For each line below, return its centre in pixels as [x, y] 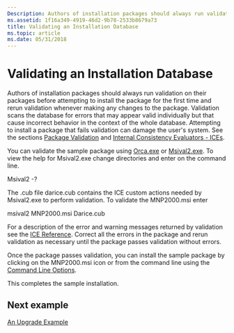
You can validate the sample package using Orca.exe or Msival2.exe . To [110, 151]
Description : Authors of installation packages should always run [106, 14]
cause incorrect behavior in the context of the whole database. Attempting [114, 123]
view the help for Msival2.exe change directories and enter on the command [117, 159]
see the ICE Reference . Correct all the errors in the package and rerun [108, 234]
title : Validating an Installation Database [73, 26]
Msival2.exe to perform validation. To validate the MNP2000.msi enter [108, 200]
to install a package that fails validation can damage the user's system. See [115, 130]
